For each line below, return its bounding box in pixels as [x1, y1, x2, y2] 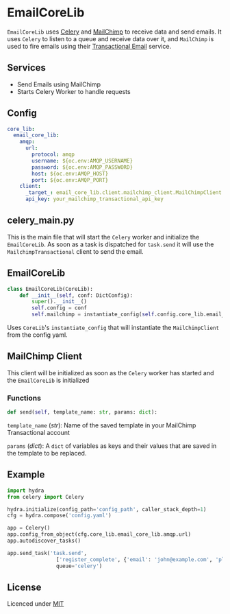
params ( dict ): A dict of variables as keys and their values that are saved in [7, 442, 217, 450]
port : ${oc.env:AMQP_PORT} [31, 176, 109, 183]
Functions [7, 393, 41, 403]
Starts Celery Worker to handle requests [16, 87, 131, 95]
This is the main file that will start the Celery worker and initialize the [7, 233, 200, 241]
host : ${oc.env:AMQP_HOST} [31, 170, 109, 177]
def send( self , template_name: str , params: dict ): [7, 409, 157, 416]
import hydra [7, 487, 44, 494]
